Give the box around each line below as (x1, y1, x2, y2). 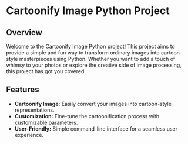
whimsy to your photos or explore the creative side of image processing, (6, 61, 182, 68)
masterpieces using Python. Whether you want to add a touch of (19, 56, 176, 62)
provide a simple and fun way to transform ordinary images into (6, 49, 160, 56)
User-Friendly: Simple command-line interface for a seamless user (14, 125, 178, 132)
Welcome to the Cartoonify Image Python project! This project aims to (6, 43, 175, 50)
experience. (14, 131, 44, 138)
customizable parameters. (14, 119, 78, 126)
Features (6, 85, 39, 95)
